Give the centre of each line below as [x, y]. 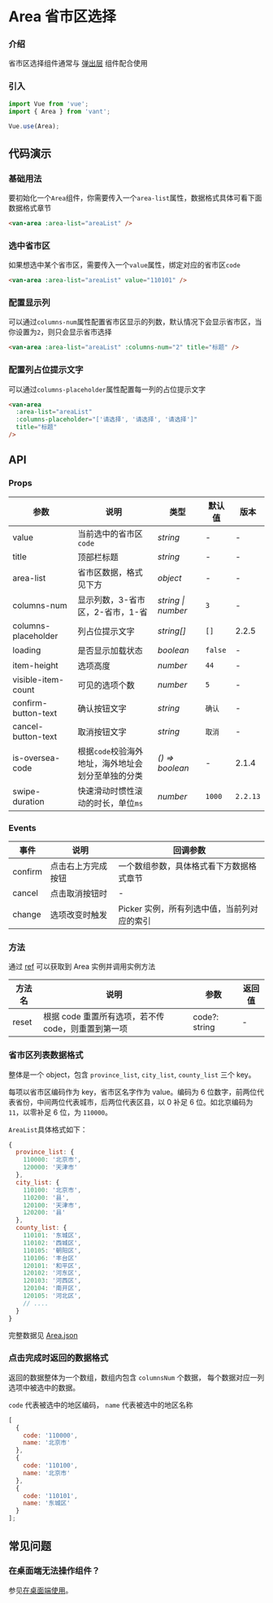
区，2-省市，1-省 [113, 612]
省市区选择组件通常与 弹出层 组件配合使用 [78, 63]
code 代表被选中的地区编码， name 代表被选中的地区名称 [101, 1405]
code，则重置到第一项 [86, 1029]
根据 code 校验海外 [110, 751]
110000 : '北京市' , [52, 1160]
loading [27, 649]
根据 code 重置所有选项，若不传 [104, 1017]
